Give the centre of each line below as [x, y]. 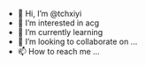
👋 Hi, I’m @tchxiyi [50, 14]
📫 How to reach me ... [58, 51]
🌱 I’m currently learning [60, 32]
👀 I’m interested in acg [58, 23]
